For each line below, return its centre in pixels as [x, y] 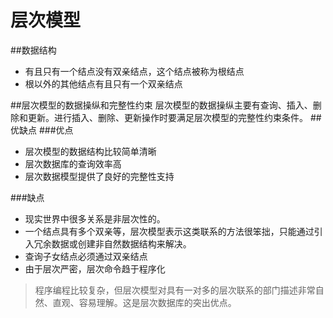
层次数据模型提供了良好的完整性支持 [99, 176]
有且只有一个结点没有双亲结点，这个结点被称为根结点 [134, 71]
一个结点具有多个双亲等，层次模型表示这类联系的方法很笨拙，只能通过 [169, 231]
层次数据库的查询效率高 [73, 163]
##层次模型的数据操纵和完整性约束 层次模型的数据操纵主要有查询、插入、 [161, 105]
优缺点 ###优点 [42, 130]
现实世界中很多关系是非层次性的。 [95, 218]
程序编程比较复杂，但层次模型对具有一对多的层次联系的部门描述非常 [175, 290]
